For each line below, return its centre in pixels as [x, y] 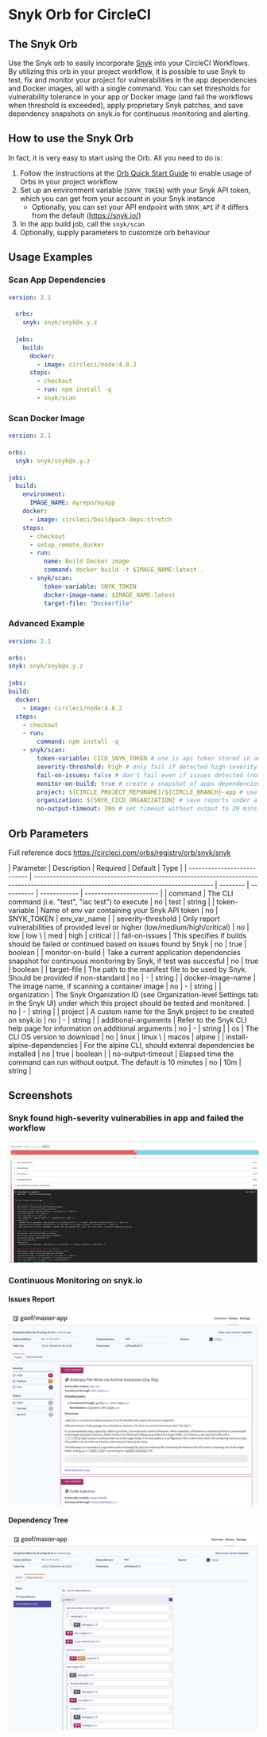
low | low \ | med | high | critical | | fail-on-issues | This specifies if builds [128, 936]
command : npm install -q [78, 742]
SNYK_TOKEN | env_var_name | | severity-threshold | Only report [114, 919]
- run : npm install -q [74, 390]
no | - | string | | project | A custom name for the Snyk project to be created [131, 1012]
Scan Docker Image [47, 418]
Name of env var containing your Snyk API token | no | [129, 911]
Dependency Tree [39, 1520]
